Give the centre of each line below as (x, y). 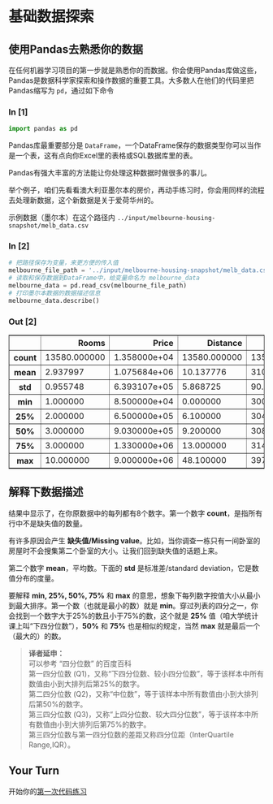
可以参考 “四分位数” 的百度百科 (80, 664)
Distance (225, 344)
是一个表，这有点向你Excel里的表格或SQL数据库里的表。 (103, 156)
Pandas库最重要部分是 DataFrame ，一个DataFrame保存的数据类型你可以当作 (135, 145)
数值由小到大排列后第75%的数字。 (93, 724)
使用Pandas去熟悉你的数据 (76, 49)
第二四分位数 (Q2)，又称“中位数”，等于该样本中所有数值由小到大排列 (143, 694)
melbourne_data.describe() (54, 300)
